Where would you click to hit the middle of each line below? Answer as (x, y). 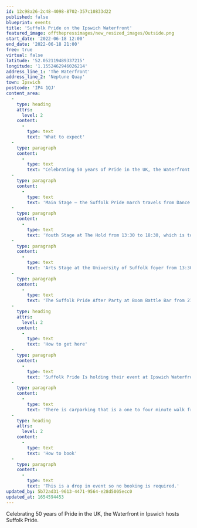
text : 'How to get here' (57, 344)
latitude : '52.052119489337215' (45, 60)
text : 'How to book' (52, 453)
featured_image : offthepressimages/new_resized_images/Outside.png (90, 33)
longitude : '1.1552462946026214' (47, 66)
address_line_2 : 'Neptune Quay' (45, 77)
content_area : (23, 93)
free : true (19, 50)
